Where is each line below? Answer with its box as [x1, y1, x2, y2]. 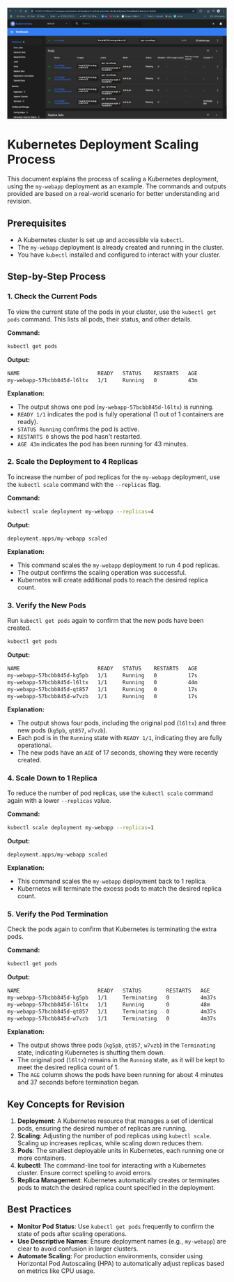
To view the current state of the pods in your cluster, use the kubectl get [7, 308, 217, 316]
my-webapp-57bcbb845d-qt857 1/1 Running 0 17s [7, 686, 198, 693]
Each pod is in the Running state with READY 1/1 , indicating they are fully [17, 733, 223, 741]
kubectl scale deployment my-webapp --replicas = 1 [7, 824, 155, 831]
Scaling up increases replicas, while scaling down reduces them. [17, 1139, 203, 1147]
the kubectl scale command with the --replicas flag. [7, 480, 162, 488]
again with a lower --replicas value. [7, 797, 111, 805]
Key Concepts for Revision [7, 1098, 125, 1110]
